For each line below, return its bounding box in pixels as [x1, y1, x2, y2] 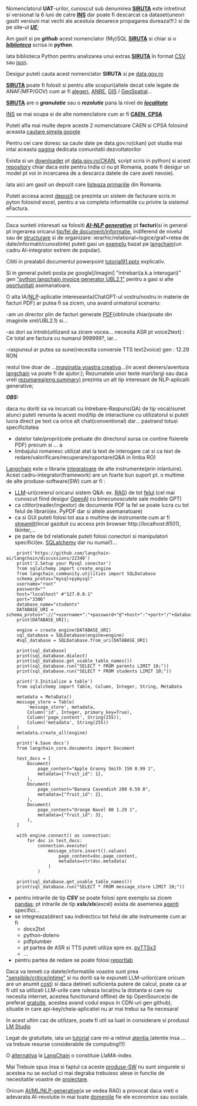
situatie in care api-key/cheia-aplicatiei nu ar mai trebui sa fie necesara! [6, 1006, 179, 1012]
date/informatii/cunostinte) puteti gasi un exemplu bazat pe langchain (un [6, 241, 182, 247]
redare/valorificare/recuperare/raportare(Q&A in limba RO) [14, 454, 157, 461]
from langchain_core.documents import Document [16, 745, 135, 751]
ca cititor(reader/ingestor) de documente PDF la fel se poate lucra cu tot [14, 502, 189, 508]
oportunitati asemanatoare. [6, 282, 72, 289]
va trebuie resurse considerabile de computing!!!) [6, 1041, 125, 1047]
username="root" [16, 581, 57, 587]
